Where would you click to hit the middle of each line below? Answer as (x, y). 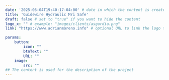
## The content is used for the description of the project (70, 70)
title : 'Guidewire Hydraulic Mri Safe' (47, 14)
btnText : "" (36, 51)
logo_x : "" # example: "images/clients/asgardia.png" (63, 24)
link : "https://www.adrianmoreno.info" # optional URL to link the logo (83, 28)
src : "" (31, 65)
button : (22, 42)
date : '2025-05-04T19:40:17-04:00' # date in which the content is (77, 10)
